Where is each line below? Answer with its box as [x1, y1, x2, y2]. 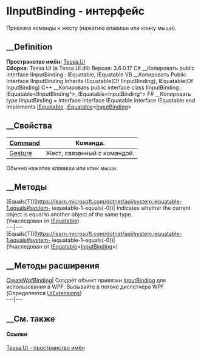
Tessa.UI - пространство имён [6, 344, 85, 351]
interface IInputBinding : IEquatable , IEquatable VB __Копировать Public [6, 71, 186, 78]
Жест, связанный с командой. [46, 148, 135, 157]
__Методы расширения [6, 261, 100, 271]
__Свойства [6, 121, 53, 131]
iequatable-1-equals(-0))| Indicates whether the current [52, 204, 191, 212]
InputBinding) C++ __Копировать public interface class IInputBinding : [6, 84, 182, 91]
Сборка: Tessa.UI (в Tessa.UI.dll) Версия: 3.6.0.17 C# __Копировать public [6, 64, 196, 72]
